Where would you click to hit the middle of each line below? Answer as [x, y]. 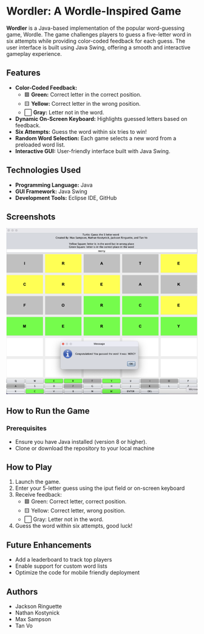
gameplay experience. [34, 53]
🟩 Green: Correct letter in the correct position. [83, 94]
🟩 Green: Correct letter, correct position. [75, 501]
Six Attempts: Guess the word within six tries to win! [81, 131]
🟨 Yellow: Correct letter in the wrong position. [82, 103]
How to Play [29, 467]
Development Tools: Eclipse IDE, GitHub [66, 198]
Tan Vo [24, 625]
